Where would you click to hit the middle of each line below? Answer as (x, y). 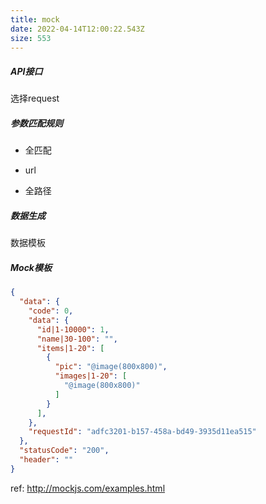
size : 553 (31, 38)
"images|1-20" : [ (91, 376)
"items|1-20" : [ (70, 348)
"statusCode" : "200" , (64, 451)
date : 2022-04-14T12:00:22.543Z (77, 29)
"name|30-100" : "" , (77, 339)
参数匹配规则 (36, 123)
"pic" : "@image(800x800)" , (111, 367)
